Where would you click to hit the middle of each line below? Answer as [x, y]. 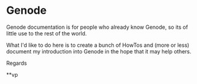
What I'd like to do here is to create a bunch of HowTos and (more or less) [98, 45]
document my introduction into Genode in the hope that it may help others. [99, 51]
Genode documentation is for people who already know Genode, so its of [97, 27]
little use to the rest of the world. [47, 33]
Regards [17, 63]
